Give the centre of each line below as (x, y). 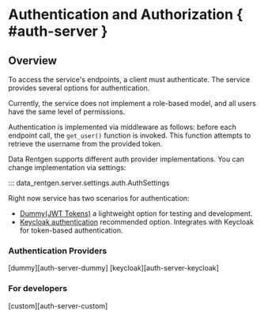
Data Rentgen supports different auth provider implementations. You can (126, 159)
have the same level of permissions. (67, 112)
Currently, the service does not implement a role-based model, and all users (132, 103)
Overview (33, 61)
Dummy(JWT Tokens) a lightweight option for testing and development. (136, 214)
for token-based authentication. (71, 230)
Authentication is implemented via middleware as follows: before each (123, 127)
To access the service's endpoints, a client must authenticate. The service (129, 79)
